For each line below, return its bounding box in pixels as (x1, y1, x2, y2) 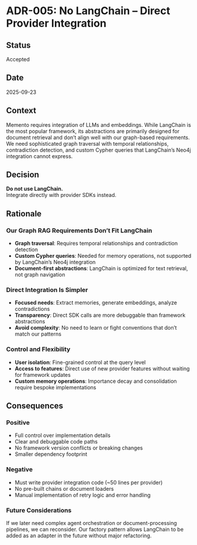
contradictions (14, 306, 50, 313)
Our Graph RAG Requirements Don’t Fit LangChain (6, 226, 152, 234)
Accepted (6, 56, 30, 63)
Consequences (6, 401, 64, 411)
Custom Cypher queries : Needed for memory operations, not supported (14, 252, 192, 260)
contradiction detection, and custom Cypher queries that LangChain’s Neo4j (6, 146, 191, 153)
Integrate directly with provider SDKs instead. (6, 192, 117, 199)
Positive (6, 419, 30, 427)
